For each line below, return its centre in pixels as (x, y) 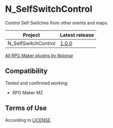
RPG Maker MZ (28, 92)
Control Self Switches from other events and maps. (57, 23)
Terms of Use (26, 108)
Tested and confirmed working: (37, 83)
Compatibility (26, 71)
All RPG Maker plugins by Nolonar (39, 55)
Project (31, 35)
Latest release (77, 35)
